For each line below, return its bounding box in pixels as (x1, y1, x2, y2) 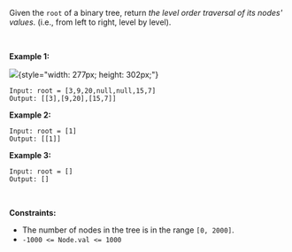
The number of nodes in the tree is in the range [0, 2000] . (21, 225, 234, 235)
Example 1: (9, 51, 50, 61)
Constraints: (9, 208, 57, 218)
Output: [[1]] (9, 134, 62, 143)
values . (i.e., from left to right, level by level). (9, 17, 172, 27)
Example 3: (9, 150, 51, 160)
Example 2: (9, 110, 51, 120)
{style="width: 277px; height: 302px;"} (18, 70, 159, 80)
